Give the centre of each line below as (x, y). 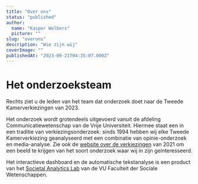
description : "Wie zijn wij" (42, 45)
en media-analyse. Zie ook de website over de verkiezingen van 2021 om (95, 144)
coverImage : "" (25, 50)
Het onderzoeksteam (59, 85)
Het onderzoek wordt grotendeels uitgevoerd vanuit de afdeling (83, 119)
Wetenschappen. (27, 175)
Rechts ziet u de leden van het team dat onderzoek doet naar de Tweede (95, 101)
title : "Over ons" (29, 12)
